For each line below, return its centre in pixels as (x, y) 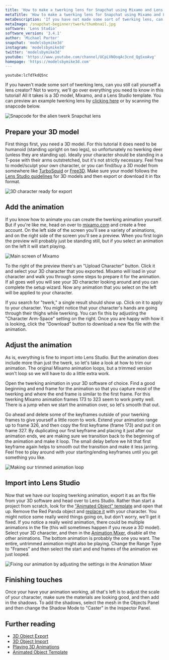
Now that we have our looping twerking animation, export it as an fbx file (80, 495)
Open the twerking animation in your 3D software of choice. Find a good (80, 383)
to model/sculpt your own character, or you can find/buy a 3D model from (82, 166)
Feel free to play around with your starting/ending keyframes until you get (81, 452)
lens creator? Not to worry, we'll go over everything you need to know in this (84, 90)
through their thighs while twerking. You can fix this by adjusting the (76, 313)
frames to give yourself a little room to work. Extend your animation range (81, 420)
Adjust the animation (38, 345)
